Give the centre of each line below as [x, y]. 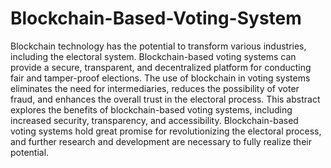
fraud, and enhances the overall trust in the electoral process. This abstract [165, 99]
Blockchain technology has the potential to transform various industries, [158, 46]
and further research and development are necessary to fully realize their [161, 141]
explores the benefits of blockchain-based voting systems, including [151, 109]
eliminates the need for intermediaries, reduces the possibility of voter [155, 88]
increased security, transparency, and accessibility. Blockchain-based [154, 120]
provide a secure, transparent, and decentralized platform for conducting [161, 67]
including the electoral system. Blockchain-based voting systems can [153, 56]
